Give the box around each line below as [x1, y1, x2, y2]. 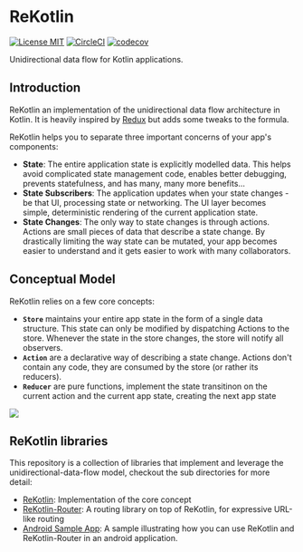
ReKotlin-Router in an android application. [22, 533, 178, 544]
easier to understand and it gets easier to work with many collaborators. [22, 245, 291, 256]
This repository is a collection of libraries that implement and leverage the [9, 458, 284, 469]
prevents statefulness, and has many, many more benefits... [22, 178, 246, 189]
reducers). [22, 371, 62, 382]
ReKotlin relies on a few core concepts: [9, 295, 156, 306]
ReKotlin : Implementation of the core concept [22, 494, 192, 505]
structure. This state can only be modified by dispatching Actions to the [22, 323, 289, 334]
